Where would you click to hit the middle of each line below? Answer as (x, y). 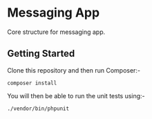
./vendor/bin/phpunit (38, 109)
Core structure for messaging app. (56, 32)
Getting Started (41, 54)
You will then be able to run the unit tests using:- (76, 95)
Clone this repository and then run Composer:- (74, 70)
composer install (32, 83)
